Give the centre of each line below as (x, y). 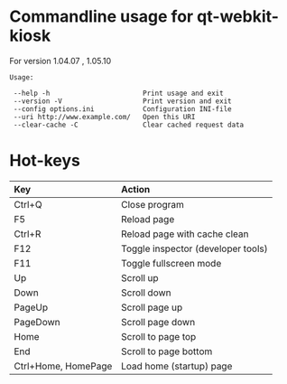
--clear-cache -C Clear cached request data (129, 125)
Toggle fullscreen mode (171, 263)
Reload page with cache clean (185, 234)
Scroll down (146, 293)
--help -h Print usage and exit (118, 93)
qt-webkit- (238, 17)
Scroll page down (158, 322)
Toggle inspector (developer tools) (194, 248)
